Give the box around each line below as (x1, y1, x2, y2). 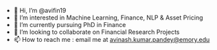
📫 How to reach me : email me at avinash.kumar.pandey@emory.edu (13, 36, 210, 43)
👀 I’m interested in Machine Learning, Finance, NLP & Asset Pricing (13, 14, 204, 22)
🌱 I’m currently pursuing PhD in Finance (13, 21, 126, 28)
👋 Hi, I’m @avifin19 (13, 7, 67, 14)
